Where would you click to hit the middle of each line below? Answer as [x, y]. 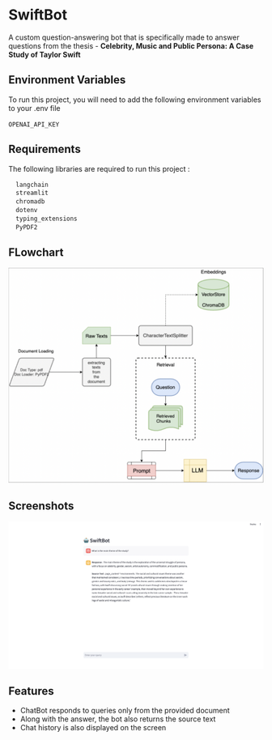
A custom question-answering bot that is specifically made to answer [124, 37]
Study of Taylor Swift [45, 54]
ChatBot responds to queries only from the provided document [125, 711]
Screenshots [41, 506]
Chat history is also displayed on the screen [93, 728]
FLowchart [36, 253]
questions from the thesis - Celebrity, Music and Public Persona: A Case [131, 45]
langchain [32, 185]
